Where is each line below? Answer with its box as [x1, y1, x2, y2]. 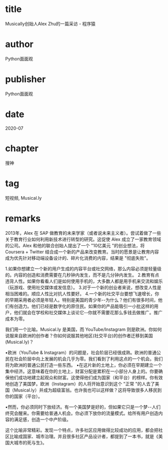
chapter [5, 143, 38, 154]
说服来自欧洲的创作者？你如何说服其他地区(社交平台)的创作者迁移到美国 [5, 332, 153, 338]
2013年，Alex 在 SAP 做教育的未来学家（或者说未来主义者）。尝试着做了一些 [5, 230, 161, 236]
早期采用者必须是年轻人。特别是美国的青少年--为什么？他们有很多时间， [9, 297, 158, 303]
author [5, 39, 34, 50]
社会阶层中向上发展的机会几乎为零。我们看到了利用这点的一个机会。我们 [13, 355, 163, 361]
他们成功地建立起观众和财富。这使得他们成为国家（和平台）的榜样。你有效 [9, 374, 163, 380]
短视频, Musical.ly [5, 195, 42, 201]
